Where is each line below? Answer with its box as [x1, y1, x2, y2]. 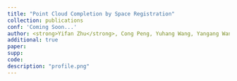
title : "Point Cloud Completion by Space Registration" [7, 10, 175, 18]
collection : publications [7, 17, 83, 24]
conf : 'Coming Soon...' [7, 23, 78, 30]
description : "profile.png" [7, 63, 90, 70]
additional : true [7, 37, 59, 44]
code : [7, 56, 23, 63]
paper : [7, 43, 27, 50]
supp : [7, 50, 23, 57]
